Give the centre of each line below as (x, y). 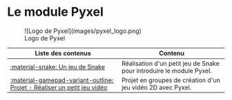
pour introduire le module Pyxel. (167, 71)
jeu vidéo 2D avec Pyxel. (157, 87)
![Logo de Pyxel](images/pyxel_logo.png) (83, 31)
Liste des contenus (63, 53)
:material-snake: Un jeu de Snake (58, 67)
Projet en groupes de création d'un (171, 80)
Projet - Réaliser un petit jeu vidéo (59, 87)
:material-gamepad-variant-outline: (62, 80)
